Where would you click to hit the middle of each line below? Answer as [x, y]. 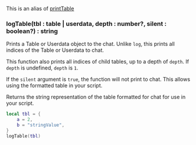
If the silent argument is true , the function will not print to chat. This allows [98, 80]
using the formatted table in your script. [54, 85]
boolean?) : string [32, 31]
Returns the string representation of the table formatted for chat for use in [96, 97]
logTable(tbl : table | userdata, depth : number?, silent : [86, 24]
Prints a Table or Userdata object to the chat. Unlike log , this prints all [91, 44]
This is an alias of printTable [40, 9]
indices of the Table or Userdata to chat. [55, 50]
